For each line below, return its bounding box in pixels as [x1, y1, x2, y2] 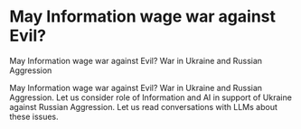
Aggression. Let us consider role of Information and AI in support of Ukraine [9, 92, 292, 103]
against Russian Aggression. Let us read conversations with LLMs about [9, 101, 277, 112]
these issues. [9, 111, 59, 122]
